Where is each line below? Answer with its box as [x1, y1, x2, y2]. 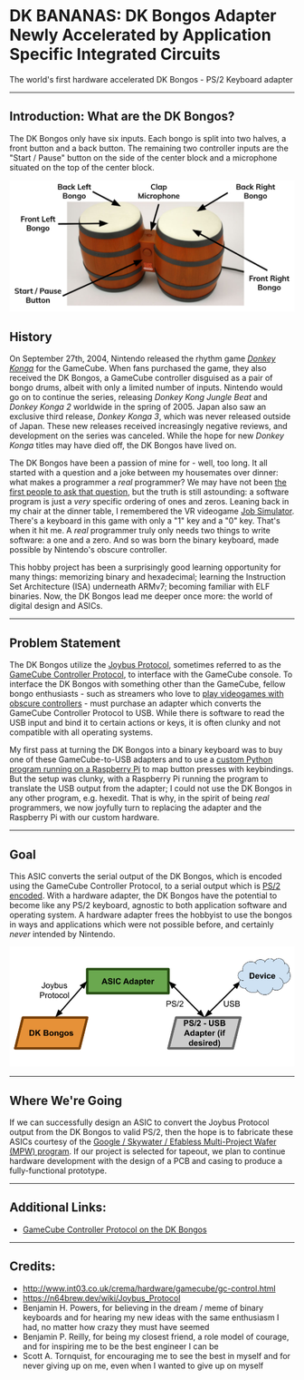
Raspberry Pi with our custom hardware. [9, 812, 160, 823]
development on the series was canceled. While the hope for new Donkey [9, 430, 285, 441]
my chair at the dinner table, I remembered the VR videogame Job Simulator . [9, 505, 295, 517]
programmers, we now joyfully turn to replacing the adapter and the [9, 802, 262, 813]
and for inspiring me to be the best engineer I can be [22, 1340, 219, 1352]
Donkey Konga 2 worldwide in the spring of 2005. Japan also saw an [9, 401, 267, 413]
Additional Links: [9, 1199, 107, 1216]
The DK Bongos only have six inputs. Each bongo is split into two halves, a [9, 132, 287, 143]
